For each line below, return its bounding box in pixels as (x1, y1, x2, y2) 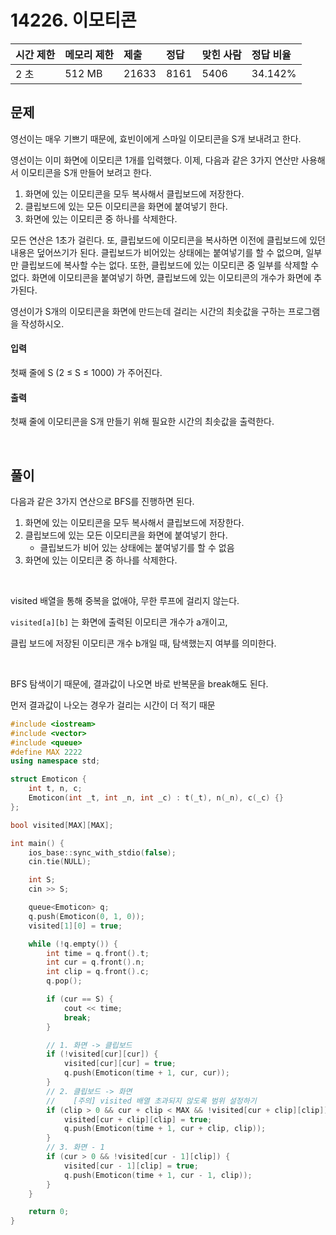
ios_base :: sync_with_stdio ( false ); (28, 847, 177, 858)
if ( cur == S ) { (46, 994, 114, 1005)
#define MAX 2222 (10, 747, 83, 757)
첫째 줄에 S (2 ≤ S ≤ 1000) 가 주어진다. (10, 366, 163, 378)
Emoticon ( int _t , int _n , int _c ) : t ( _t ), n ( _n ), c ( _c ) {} (28, 793, 284, 803)
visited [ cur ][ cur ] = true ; (63, 1059, 177, 1069)
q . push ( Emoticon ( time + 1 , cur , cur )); (63, 1068, 230, 1078)
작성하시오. (20, 317, 65, 330)
